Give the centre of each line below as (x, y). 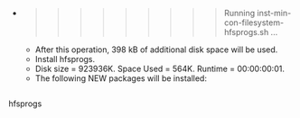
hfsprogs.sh (246, 32)
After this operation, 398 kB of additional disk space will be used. (156, 50)
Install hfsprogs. (65, 59)
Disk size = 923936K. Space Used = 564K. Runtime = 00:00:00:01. (160, 68)
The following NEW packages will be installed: (121, 78)
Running (239, 13)
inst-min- (274, 13)
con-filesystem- (254, 23)
